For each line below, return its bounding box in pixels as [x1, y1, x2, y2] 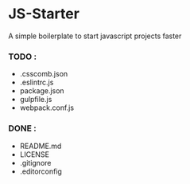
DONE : [8, 123, 37, 134]
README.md [19, 141, 62, 151]
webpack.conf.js [19, 103, 74, 112]
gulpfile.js [19, 95, 52, 104]
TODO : [8, 51, 37, 62]
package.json [19, 86, 65, 96]
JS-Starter [8, 5, 79, 23]
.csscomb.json [19, 69, 68, 79]
